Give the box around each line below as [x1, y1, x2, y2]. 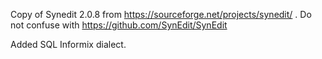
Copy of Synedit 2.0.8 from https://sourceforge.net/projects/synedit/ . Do [10, 9, 312, 20]
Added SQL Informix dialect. [10, 39, 127, 50]
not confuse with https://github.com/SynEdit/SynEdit [10, 19, 228, 31]
